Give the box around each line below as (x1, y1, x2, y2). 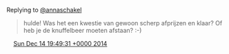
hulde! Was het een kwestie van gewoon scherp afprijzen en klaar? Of (23, 19, 223, 27)
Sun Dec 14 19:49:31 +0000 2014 (12, 40, 108, 47)
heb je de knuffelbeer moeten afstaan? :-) (23, 27, 142, 34)
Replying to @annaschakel (6, 6, 82, 14)
